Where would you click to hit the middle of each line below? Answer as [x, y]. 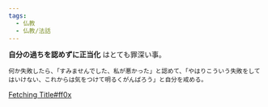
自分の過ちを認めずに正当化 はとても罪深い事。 [87, 55]
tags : [17, 16]
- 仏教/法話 [33, 31]
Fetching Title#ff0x [40, 95]
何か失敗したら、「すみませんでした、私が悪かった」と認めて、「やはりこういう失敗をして [134, 72]
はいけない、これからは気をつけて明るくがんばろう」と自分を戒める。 [108, 80]
